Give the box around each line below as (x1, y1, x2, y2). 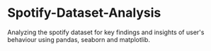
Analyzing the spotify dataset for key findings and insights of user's (7, 28, 205, 36)
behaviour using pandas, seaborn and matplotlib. (7, 35, 151, 43)
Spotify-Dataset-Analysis (7, 5, 161, 21)
